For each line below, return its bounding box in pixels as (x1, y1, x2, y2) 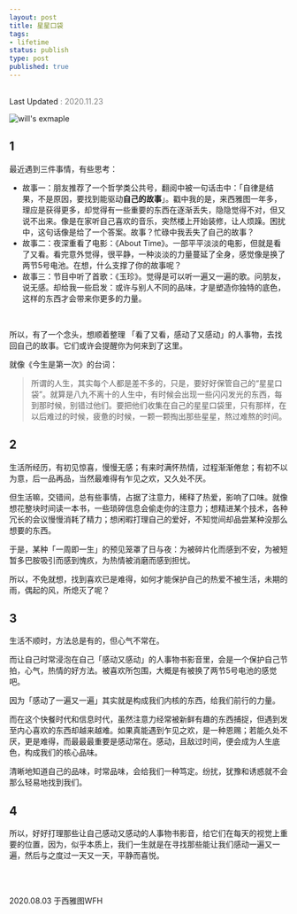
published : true (9, 63, 69, 72)
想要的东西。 (9, 524, 56, 536)
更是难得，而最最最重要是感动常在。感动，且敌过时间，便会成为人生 (24, 736, 272, 747)
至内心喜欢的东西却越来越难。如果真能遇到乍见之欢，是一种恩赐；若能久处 (9, 725, 280, 736)
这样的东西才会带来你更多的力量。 (21, 293, 147, 304)
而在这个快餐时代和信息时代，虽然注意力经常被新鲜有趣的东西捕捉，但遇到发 (9, 714, 288, 724)
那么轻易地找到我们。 (9, 777, 87, 788)
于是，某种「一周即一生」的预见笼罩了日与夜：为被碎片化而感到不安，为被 (9, 544, 280, 554)
